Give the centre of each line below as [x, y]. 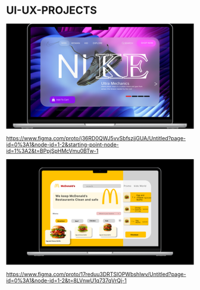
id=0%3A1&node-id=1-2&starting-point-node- [62, 145]
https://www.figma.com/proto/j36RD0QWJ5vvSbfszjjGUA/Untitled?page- [96, 138]
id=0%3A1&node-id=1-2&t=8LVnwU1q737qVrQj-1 [66, 280]
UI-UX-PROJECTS [51, 10]
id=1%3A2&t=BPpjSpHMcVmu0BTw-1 [52, 151]
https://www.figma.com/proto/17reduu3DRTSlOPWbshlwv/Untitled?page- [96, 274]
